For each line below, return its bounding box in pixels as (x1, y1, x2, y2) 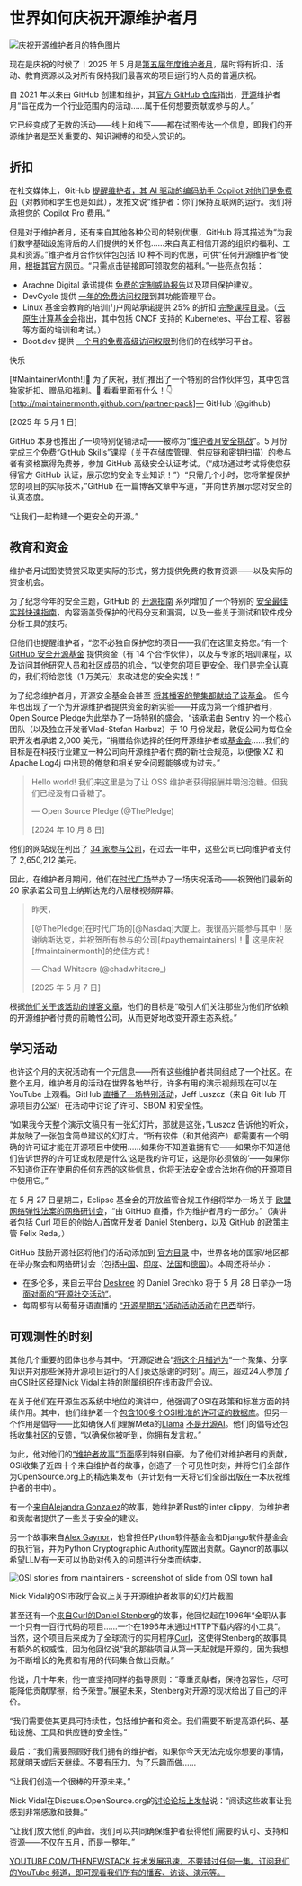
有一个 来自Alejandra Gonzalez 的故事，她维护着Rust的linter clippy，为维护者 (9, 1501, 290, 1512)
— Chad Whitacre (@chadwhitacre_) (31, 963, 167, 974)
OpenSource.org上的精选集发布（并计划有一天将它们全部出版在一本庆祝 (16, 1471, 283, 1483)
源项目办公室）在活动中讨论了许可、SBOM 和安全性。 (9, 1100, 209, 1111)
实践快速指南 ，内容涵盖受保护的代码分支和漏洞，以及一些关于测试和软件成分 (9, 607, 293, 617)
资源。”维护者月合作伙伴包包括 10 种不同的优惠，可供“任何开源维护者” (24, 249, 280, 260)
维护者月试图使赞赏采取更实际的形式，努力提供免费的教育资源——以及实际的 (9, 565, 293, 576)
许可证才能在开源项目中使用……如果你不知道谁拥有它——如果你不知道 (24, 1142, 283, 1153)
